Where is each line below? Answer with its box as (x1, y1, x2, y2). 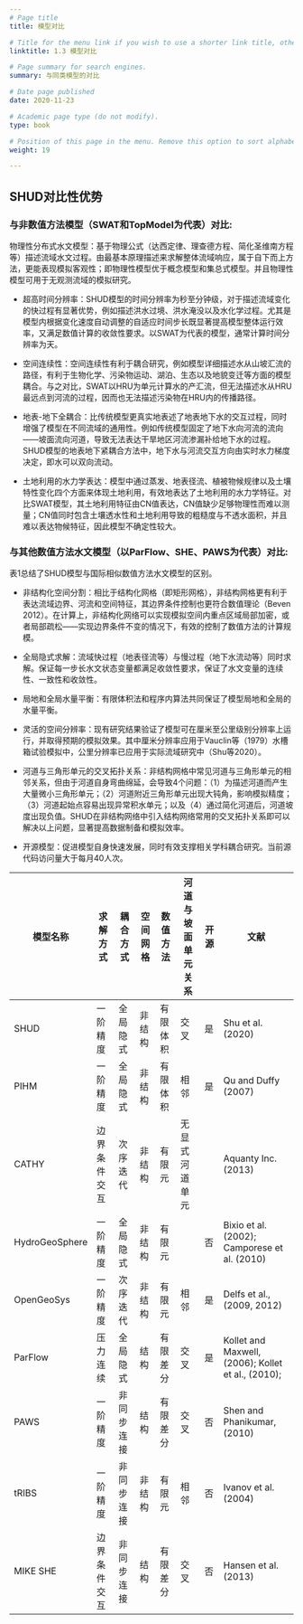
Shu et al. (223, 1016, 263, 1029)
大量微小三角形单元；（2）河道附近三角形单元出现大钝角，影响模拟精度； (22, 788, 293, 799)
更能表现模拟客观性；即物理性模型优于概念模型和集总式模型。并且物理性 (24, 263, 294, 274)
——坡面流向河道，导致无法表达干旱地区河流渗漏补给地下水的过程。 (22, 433, 276, 444)
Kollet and (223, 1335, 266, 1347)
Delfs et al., (223, 1288, 271, 1300)
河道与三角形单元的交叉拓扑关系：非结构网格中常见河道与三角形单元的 (22, 766, 284, 777)
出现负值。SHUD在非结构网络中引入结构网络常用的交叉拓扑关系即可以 (30, 811, 290, 822)
